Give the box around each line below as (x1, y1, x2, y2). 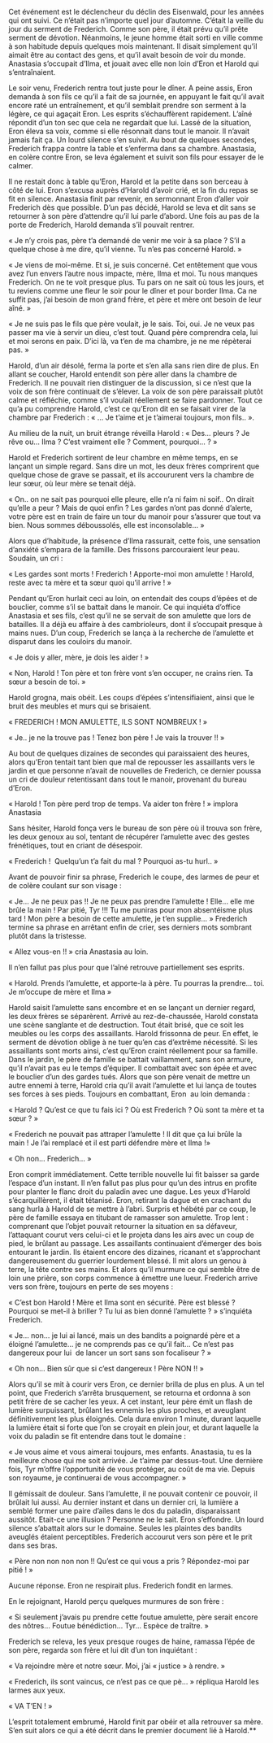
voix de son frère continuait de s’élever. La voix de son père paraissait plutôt (8, 386, 264, 396)
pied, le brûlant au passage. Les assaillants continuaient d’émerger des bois (8, 1239, 262, 1248)
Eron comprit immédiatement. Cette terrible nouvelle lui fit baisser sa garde (8, 1170, 260, 1179)
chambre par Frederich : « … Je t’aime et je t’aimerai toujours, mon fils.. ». (8, 412, 254, 422)
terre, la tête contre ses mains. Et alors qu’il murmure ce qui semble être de (8, 1265, 261, 1274)
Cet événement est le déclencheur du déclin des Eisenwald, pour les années (8, 7, 265, 16)
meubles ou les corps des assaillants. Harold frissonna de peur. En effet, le (8, 1029, 258, 1038)
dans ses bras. (8, 1540, 58, 1550)
